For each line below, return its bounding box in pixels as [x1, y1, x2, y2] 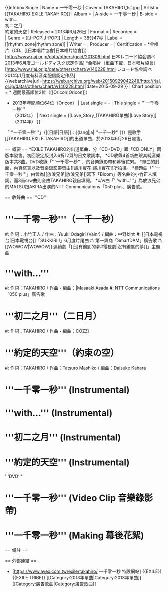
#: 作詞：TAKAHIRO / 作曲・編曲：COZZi [5, 328, 89, 334]
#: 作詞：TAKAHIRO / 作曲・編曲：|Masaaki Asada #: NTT [5, 285, 124, 291]
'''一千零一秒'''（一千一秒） [5, 214, 119, 225]
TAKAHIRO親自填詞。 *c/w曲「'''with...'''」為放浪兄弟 [50, 177, 161, 183]
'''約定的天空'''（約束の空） [5, 347, 119, 359]
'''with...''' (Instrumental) [5, 407, 113, 419]
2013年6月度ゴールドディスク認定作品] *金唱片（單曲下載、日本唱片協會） [5, 60, 158, 66]
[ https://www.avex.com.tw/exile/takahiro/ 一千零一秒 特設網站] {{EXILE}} [12, 568, 162, 574]
